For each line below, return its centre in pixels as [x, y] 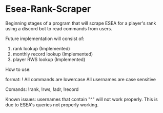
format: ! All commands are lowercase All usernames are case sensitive [81, 79]
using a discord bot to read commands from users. [59, 28]
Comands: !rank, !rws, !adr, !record [42, 89]
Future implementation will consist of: [45, 39]
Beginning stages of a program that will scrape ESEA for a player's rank [81, 23]
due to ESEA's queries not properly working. [52, 105]
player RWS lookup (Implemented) [49, 59]
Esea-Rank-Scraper [48, 9]
